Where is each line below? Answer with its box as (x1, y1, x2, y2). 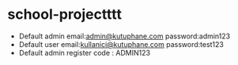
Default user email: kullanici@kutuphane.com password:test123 (18, 39, 225, 49)
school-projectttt (7, 5, 123, 23)
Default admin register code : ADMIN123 (18, 48, 151, 57)
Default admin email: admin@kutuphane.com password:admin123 (18, 31, 231, 41)
